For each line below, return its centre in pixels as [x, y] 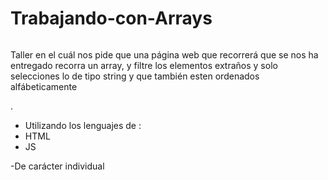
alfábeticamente [44, 86]
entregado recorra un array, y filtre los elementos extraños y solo [144, 65]
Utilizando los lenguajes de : [83, 125]
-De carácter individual [57, 166]
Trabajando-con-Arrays [111, 18]
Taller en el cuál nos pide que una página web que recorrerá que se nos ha [164, 54]
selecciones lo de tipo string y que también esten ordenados [135, 76]
